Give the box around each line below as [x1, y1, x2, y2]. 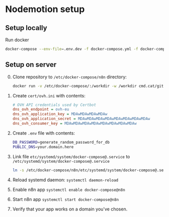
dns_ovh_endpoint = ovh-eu [12, 107, 69, 112]
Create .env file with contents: [12, 130, 75, 136]
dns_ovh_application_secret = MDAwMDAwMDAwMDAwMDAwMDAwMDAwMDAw [12, 117, 150, 122]
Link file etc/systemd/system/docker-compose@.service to [12, 153, 130, 159]
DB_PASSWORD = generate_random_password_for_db [12, 140, 110, 145]
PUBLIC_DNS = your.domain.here [12, 144, 74, 149]
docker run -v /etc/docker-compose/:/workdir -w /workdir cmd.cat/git [12, 83, 164, 88]
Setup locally [5, 24, 47, 32]
